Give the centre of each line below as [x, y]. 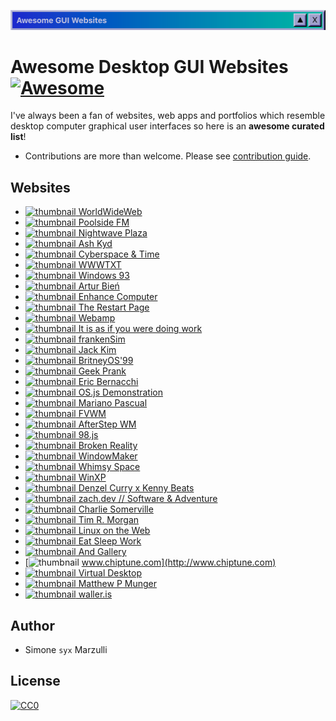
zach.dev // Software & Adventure [148, 499]
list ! [18, 137]
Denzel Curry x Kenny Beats [136, 488]
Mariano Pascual [113, 403]
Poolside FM [104, 222]
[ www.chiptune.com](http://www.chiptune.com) [150, 562]
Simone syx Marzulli [66, 650]
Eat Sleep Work [110, 541]
